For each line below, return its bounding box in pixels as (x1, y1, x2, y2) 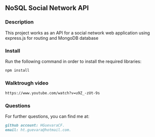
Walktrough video (5, 80, 49, 86)
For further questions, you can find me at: (5, 113, 90, 119)
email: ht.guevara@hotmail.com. (5, 128, 71, 133)
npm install (5, 68, 30, 73)
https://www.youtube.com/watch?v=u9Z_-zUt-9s (5, 91, 100, 96)
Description (5, 19, 34, 26)
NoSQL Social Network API (5, 4, 89, 12)
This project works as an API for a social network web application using (5, 29, 150, 36)
